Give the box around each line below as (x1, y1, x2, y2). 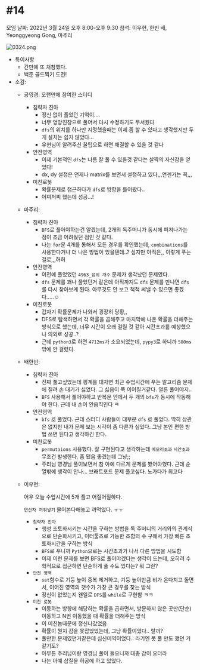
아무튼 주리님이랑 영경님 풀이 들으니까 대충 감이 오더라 (41, 649, 167, 657)
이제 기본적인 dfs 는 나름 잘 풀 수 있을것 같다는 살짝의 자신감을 (41, 156, 185, 163)
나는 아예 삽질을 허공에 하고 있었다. (41, 657, 123, 664)
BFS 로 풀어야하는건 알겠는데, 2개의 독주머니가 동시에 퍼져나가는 (41, 226, 188, 233)
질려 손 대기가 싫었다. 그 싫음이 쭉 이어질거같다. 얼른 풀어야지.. (48, 386, 192, 393)
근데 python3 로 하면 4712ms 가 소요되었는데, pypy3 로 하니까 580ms (41, 338, 192, 345)
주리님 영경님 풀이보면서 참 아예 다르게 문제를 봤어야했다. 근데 (41, 460, 185, 468)
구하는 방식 (67, 540, 93, 547)
